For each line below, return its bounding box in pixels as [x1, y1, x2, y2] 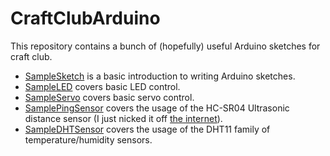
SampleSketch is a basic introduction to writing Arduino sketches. [24, 70, 296, 82]
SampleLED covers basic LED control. [24, 80, 181, 92]
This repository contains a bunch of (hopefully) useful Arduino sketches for [10, 40, 321, 52]
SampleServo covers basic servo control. [24, 91, 195, 103]
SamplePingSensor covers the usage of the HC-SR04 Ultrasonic [24, 102, 290, 114]
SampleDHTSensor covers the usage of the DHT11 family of [24, 123, 271, 135]
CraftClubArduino [10, 7, 161, 30]
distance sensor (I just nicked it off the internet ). [24, 112, 223, 124]
